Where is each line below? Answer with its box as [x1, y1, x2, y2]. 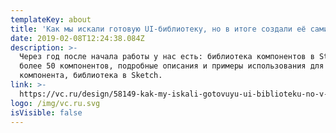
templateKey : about [10, 14, 92, 25]
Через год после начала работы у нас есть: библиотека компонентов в [19, 52, 315, 62]
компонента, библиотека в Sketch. [19, 71, 163, 81]
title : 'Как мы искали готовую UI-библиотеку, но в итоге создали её [10, 24, 307, 34]
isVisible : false [10, 107, 83, 118]
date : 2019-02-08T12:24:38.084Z [10, 33, 145, 43]
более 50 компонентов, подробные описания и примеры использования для [19, 61, 325, 71]
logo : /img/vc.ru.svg [10, 98, 101, 108]
